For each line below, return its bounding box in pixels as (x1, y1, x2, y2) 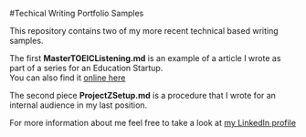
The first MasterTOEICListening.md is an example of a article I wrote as (9, 53, 281, 63)
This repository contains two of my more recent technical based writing (9, 26, 279, 36)
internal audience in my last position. (9, 100, 148, 111)
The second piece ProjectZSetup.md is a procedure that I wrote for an (9, 90, 277, 100)
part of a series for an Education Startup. (9, 63, 164, 73)
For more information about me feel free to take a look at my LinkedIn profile (9, 118, 297, 128)
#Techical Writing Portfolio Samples (9, 8, 144, 18)
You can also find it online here (9, 72, 126, 83)
